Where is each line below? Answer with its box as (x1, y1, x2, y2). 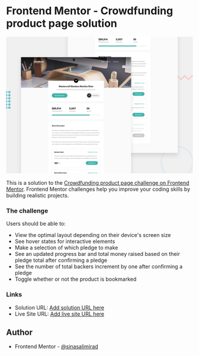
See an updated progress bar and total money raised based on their (14, 251, 181, 258)
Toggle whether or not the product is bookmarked (14, 275, 137, 283)
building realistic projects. (6, 192, 69, 199)
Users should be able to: (6, 220, 66, 227)
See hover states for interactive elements (14, 238, 115, 245)
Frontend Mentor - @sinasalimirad (14, 343, 99, 350)
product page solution (6, 17, 117, 30)
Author (6, 328, 33, 338)
